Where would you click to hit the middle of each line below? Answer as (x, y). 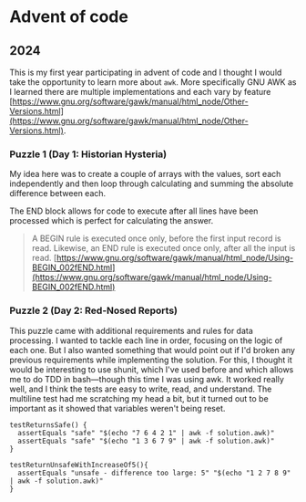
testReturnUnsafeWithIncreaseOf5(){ (79, 465)
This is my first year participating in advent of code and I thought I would (146, 72)
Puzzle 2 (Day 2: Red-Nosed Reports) (93, 310)
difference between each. (58, 193)
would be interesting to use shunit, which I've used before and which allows (152, 369)
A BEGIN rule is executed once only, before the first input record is (156, 238)
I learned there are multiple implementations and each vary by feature (140, 92)
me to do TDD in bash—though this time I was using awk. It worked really (147, 379)
